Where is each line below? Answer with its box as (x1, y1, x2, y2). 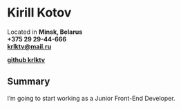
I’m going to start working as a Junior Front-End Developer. (7, 94, 175, 102)
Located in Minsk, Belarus (7, 28, 83, 36)
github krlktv (7, 55, 46, 63)
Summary (7, 76, 50, 88)
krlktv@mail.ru (7, 42, 52, 50)
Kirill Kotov (7, 5, 72, 21)
